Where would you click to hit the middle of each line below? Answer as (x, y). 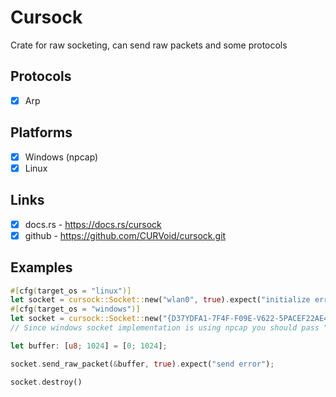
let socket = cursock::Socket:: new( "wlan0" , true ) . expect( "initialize (160, 300)
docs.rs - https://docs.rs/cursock (93, 224)
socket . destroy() (46, 382)
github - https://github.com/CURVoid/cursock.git (125, 235)
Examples (41, 267)
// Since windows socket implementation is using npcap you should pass (165, 328)
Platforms (41, 132)
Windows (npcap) (61, 157)
